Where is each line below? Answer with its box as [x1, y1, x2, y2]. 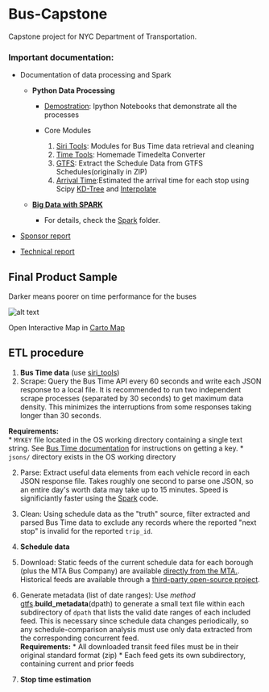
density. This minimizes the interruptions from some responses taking [19, 401, 252, 412]
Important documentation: [8, 52, 114, 63]
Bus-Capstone [8, 5, 108, 23]
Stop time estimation [19, 674, 92, 684]
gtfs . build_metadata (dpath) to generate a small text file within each [19, 598, 246, 608]
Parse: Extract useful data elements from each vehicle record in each [19, 468, 250, 477]
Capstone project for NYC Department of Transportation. [8, 31, 197, 41]
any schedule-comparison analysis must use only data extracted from [19, 624, 253, 634]
